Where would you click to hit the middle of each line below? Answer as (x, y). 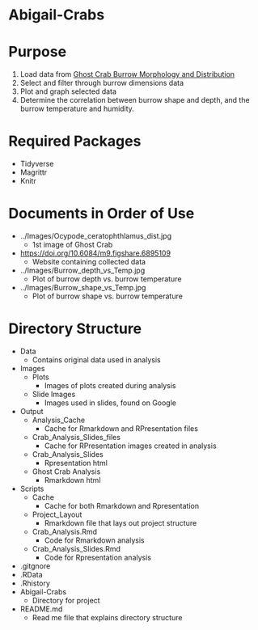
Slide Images (54, 394)
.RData (31, 574)
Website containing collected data (89, 262)
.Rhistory (35, 583)
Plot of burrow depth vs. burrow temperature (107, 279)
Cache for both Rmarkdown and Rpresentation (122, 505)
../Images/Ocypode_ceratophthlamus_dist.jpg (96, 236)
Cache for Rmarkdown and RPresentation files (121, 428)
